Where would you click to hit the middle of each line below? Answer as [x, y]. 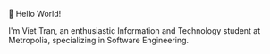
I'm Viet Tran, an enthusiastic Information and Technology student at [135, 31]
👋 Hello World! [35, 14]
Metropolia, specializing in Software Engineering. [99, 40]
